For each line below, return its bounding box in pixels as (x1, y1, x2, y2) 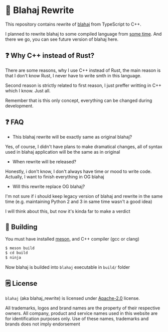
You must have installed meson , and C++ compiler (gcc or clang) (5, 236, 139, 242)
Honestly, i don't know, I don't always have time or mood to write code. (5, 168, 152, 174)
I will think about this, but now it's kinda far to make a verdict (5, 208, 130, 214)
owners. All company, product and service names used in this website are (5, 310, 158, 316)
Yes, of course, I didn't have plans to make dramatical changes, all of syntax (5, 143, 162, 150)
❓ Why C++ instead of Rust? (5, 51, 94, 60)
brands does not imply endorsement (5, 321, 80, 327)
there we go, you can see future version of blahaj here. (5, 36, 119, 42)
